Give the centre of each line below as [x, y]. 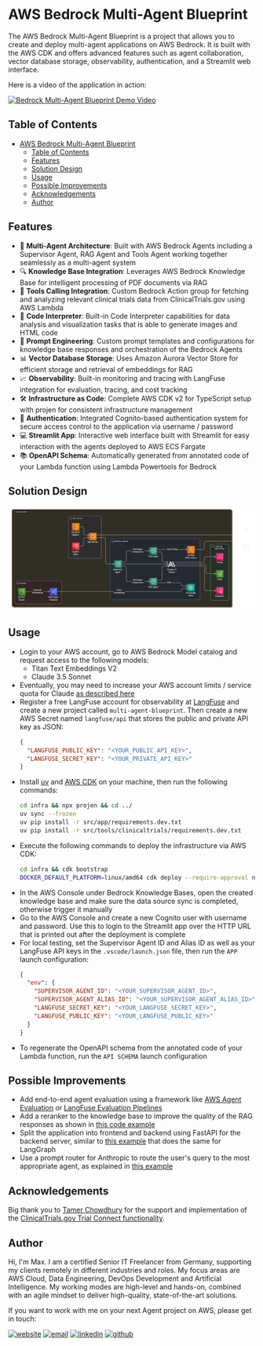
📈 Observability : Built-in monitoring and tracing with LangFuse [122, 378]
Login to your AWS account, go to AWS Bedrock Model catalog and [128, 651]
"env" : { [41, 983]
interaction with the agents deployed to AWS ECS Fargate [112, 446]
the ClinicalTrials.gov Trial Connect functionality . [86, 1218]
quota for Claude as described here [77, 693]
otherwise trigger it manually [66, 909]
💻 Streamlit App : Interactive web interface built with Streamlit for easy [134, 435]
